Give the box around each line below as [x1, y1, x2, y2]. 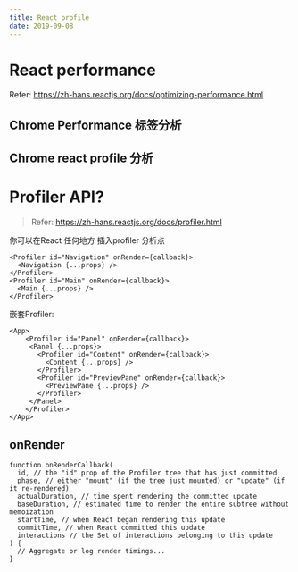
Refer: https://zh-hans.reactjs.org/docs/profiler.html [30, 216, 223, 228]
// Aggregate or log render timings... [17, 546, 166, 555]
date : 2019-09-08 [9, 21, 74, 30]
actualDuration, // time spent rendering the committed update [17, 492, 257, 500]
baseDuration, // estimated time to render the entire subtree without [17, 500, 290, 509]
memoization [9, 507, 54, 517]
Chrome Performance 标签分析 [9, 117, 182, 132]
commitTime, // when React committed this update [17, 523, 205, 532]
